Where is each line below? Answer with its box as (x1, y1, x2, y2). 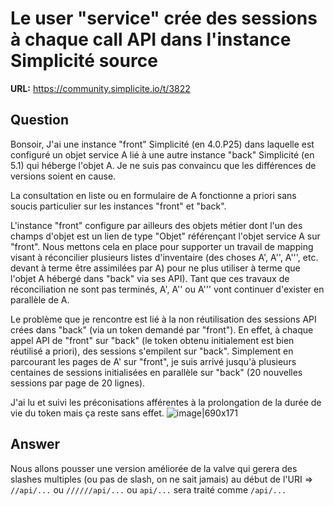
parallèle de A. (10, 293, 70, 306)
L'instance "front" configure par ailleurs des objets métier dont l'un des (10, 219, 303, 231)
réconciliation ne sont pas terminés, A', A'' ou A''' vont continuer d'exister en (10, 283, 325, 295)
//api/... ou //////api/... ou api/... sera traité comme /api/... (10, 483, 287, 496)
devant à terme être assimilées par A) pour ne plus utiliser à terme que (10, 262, 301, 274)
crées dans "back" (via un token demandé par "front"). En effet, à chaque (10, 323, 314, 336)
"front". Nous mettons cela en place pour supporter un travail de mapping (10, 240, 314, 252)
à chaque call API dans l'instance (10, 28, 292, 51)
